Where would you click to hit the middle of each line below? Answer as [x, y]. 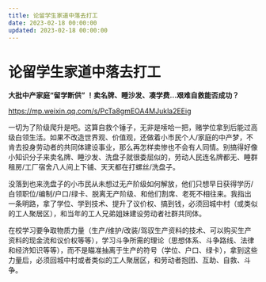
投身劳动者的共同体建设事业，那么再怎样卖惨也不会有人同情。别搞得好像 [140, 147]
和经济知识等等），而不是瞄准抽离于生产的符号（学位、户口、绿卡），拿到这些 [133, 250]
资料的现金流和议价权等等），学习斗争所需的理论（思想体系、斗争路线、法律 [131, 240]
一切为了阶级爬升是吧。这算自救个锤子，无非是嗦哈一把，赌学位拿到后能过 [129, 128]
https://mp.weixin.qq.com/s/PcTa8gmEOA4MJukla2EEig [100, 111]
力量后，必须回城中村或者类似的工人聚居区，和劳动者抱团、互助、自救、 [126, 260]
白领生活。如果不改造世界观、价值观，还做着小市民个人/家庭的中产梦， [131, 137]
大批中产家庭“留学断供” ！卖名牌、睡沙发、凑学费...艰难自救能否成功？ [124, 95]
